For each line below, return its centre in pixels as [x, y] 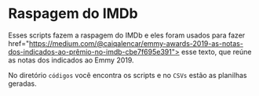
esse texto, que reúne [216, 52]
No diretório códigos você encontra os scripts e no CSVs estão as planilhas [128, 75]
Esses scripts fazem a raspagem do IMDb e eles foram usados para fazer [127, 35]
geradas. [22, 84]
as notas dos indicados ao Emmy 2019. [71, 60]
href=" [19, 43]
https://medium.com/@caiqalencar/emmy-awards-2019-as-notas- [136, 43]
